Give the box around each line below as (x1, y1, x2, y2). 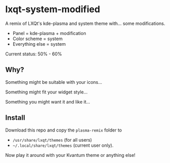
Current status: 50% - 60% (5, 51, 62, 57)
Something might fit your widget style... (5, 89, 88, 95)
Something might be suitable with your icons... (5, 79, 103, 85)
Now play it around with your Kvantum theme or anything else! (5, 152, 135, 158)
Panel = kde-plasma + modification (12, 30, 86, 36)
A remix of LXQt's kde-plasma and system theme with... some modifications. (5, 20, 165, 26)
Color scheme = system (12, 36, 63, 42)
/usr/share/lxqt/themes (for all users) (12, 137, 92, 143)
